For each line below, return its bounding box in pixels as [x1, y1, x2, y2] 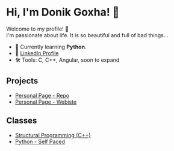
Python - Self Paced [14, 138, 65, 145]
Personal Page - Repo [14, 92, 70, 99]
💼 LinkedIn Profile [14, 49, 59, 56]
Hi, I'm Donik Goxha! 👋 [6, 5, 120, 19]
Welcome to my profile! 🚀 [6, 25, 69, 32]
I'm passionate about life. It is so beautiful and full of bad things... [6, 31, 169, 38]
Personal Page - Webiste [14, 98, 77, 105]
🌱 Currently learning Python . [14, 43, 87, 50]
